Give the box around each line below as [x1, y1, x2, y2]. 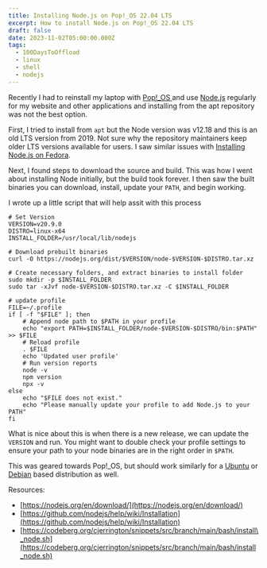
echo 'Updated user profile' [22, 352, 119, 360]
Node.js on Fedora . [8, 150, 72, 160]
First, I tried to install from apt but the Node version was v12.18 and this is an [8, 125, 258, 134]
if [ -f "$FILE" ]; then [8, 311, 91, 319]
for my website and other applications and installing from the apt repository [8, 101, 255, 110]
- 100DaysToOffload [15, 48, 80, 56]
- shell [15, 64, 41, 71]
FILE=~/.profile [8, 303, 62, 311]
